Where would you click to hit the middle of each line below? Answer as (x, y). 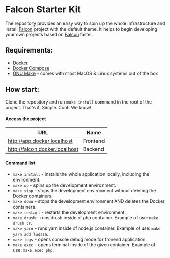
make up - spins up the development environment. (64, 185)
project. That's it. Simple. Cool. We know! (48, 107)
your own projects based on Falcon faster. (49, 34)
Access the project (26, 119)
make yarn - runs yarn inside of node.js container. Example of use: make (87, 228)
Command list (20, 163)
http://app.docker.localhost (40, 141)
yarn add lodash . (30, 234)
